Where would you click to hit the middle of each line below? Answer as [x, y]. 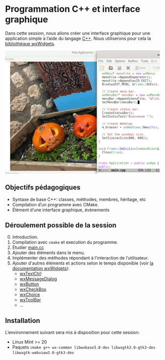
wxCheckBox [33, 290]
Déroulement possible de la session [61, 225]
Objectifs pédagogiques [43, 187]
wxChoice [30, 295]
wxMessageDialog [38, 279]
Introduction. [25, 237]
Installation [23, 320]
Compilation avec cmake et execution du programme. [65, 242]
